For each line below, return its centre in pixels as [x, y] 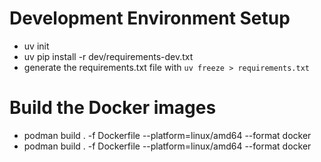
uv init [36, 46]
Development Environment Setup [150, 18]
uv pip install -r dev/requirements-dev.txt [108, 56]
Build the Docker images [113, 108]
